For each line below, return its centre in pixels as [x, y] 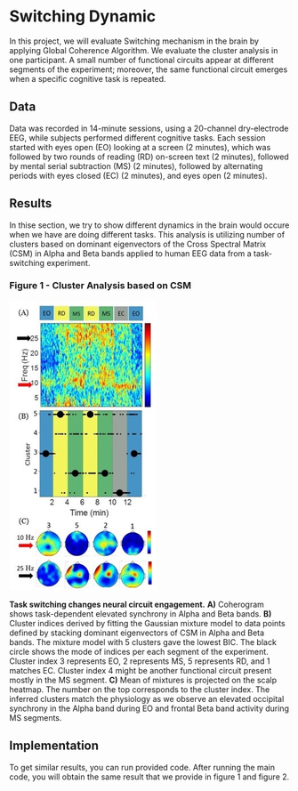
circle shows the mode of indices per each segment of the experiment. [139, 651]
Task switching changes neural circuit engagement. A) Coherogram [137, 604]
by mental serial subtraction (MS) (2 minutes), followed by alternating [136, 165]
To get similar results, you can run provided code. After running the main [142, 767]
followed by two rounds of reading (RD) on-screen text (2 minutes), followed [149, 157]
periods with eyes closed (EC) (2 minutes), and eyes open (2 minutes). [138, 175]
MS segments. [36, 717]
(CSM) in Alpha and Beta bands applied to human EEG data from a [130, 253]
